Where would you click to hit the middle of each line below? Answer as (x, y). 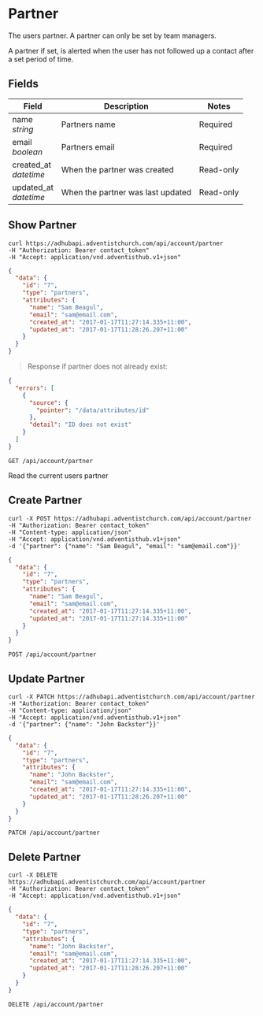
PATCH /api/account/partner (54, 833)
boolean (28, 152)
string (23, 129)
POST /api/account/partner (52, 654)
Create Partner (45, 501)
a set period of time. (41, 59)
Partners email (88, 146)
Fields (24, 84)
